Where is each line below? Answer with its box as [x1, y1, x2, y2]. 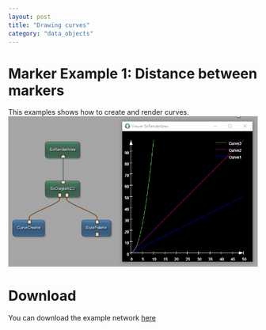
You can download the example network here [8, 313, 157, 322]
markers [8, 82, 65, 99]
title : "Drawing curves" [8, 21, 90, 29]
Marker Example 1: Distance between [8, 64, 257, 82]
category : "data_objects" [8, 29, 93, 37]
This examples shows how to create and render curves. [8, 108, 190, 117]
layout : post [8, 13, 51, 21]
